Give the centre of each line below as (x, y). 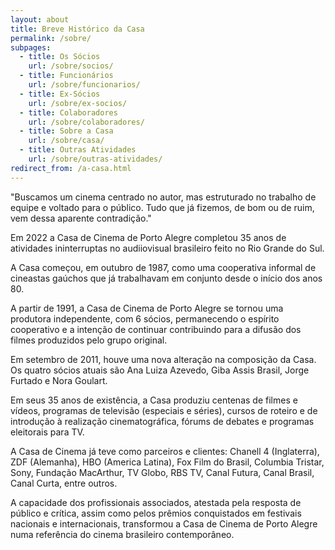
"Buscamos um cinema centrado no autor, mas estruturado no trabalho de (163, 197)
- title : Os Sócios (60, 57)
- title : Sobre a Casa (66, 131)
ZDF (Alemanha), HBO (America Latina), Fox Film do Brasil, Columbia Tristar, (167, 462)
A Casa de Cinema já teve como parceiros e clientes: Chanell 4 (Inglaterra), (165, 451)
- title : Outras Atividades (78, 150)
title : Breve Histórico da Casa (77, 29)
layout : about (40, 19)
